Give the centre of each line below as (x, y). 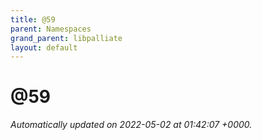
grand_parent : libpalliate (66, 38)
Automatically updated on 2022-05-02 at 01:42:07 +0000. (131, 125)
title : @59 (33, 19)
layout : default (44, 47)
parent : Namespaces (51, 29)
